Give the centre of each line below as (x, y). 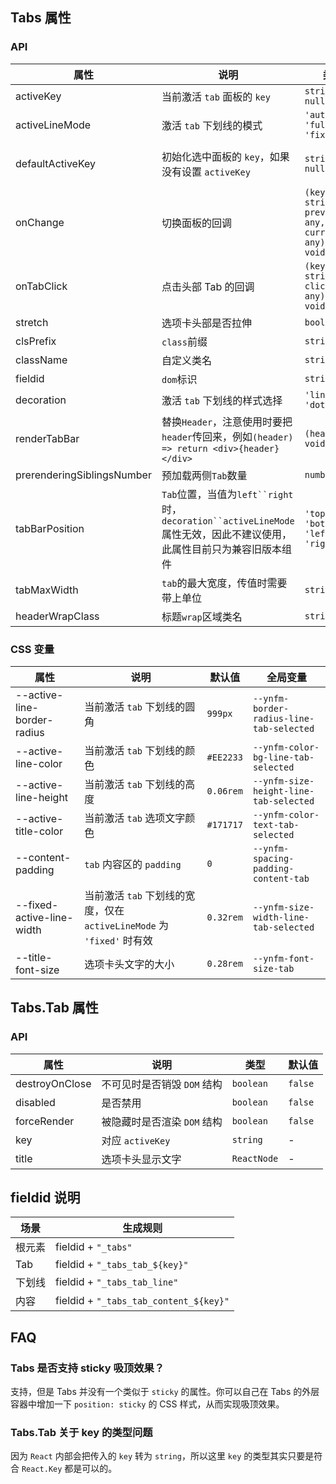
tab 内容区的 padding (133, 864)
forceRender (45, 1121)
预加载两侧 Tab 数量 (204, 475)
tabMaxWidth (47, 590)
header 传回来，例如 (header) (227, 436)
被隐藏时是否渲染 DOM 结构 (162, 1121)
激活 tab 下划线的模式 (212, 125)
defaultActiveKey (56, 163)
